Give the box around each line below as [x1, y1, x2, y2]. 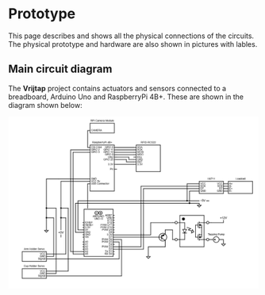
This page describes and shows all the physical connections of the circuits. [8, 31, 255, 40]
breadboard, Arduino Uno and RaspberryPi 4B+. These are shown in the [8, 92, 244, 102]
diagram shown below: [8, 100, 83, 109]
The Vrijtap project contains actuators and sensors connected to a [8, 83, 227, 93]
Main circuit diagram [8, 63, 113, 76]
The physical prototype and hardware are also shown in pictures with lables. [8, 39, 258, 48]
